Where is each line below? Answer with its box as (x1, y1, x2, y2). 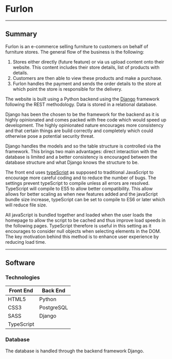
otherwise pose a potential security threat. (5, 133, 95, 139)
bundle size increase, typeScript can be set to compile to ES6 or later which (5, 196, 165, 202)
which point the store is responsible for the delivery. (12, 86, 123, 92)
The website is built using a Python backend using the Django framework (5, 96, 160, 102)
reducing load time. (5, 239, 46, 245)
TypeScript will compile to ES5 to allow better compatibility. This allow (5, 185, 153, 192)
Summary (5, 30, 37, 38)
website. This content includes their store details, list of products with (12, 64, 160, 70)
